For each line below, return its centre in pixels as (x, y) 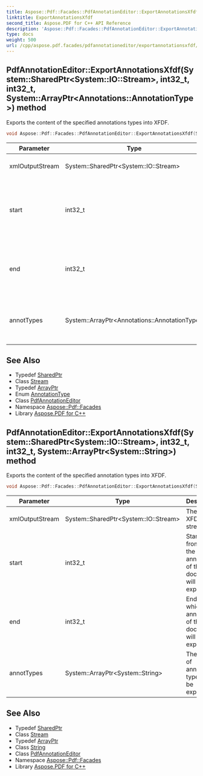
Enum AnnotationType (43, 394)
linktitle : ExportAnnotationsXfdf (50, 18)
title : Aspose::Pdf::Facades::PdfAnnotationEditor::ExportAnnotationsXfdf (102, 12)
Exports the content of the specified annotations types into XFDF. (88, 122)
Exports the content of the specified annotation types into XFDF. (86, 476)
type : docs (20, 34)
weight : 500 (21, 40)
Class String (30, 747)
